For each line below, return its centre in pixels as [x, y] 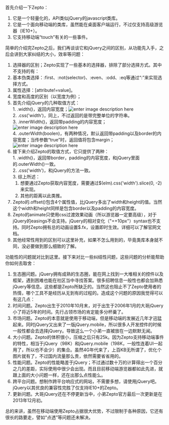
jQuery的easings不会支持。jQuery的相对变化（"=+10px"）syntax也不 [84, 221]
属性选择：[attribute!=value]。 [44, 90]
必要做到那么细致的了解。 [52, 246]
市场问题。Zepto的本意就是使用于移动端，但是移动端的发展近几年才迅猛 [87, 318]
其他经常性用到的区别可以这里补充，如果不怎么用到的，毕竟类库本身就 [86, 240]
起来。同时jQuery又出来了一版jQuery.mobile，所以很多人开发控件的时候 [87, 324]
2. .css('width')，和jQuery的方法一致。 [53, 170]
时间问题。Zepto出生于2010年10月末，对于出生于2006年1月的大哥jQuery [88, 305]
